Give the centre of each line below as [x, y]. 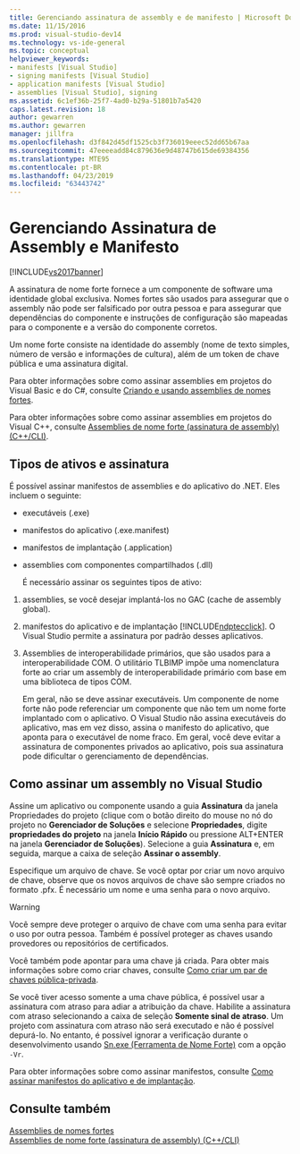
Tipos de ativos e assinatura [89, 465]
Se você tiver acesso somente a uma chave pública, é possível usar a [137, 997]
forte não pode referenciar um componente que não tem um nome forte [154, 709]
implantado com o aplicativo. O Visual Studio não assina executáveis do [154, 717]
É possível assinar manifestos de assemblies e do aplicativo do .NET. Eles [145, 486]
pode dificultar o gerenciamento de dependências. [115, 756]
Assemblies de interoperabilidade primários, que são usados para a [146, 653]
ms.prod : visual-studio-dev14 [66, 34]
